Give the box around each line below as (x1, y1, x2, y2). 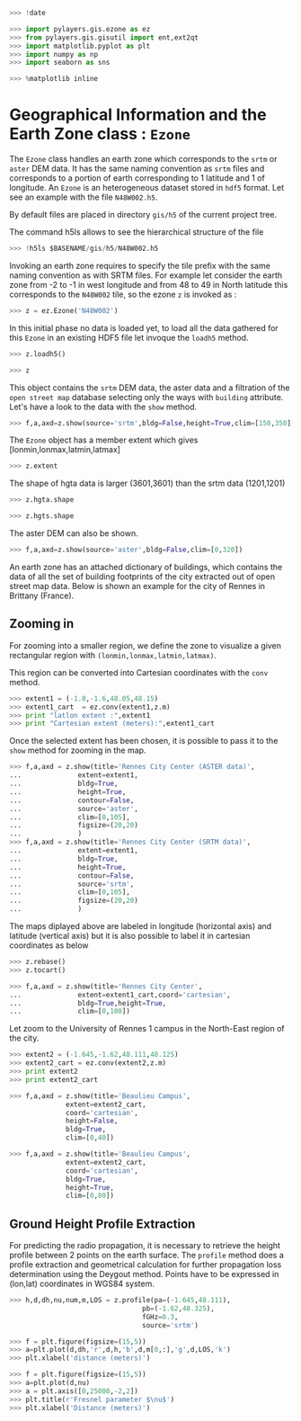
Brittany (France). (9, 590, 75, 601)
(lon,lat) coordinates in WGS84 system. (9, 1278, 155, 1290)
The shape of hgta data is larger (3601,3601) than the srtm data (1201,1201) (9, 478, 286, 489)
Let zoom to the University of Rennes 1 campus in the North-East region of (9, 1023, 285, 1034)
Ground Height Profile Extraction (9, 1216, 196, 1231)
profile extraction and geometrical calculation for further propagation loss (9, 1259, 282, 1270)
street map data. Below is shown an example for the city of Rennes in (9, 580, 266, 591)
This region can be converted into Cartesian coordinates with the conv (9, 666, 269, 678)
